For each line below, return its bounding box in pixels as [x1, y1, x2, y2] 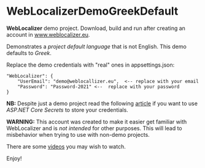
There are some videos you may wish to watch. [6, 142, 126, 150]
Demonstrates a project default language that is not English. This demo [6, 43, 187, 50]
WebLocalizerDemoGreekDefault [6, 4, 179, 18]
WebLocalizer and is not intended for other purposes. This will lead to [6, 124, 182, 132]
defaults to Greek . [6, 49, 52, 56]
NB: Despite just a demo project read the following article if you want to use [6, 100, 198, 107]
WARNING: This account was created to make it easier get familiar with [6, 118, 187, 125]
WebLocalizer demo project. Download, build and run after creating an [6, 24, 186, 32]
